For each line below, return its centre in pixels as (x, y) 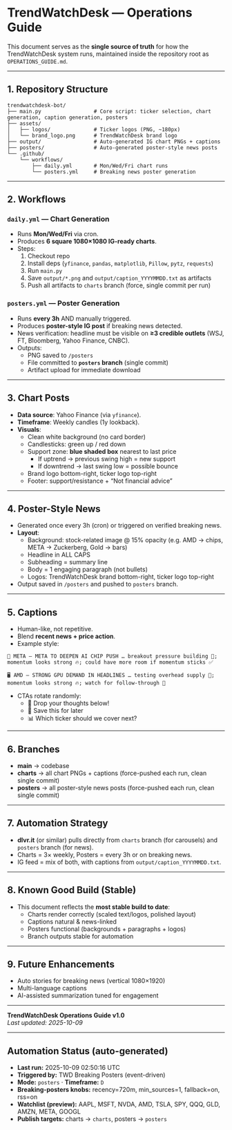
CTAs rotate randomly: (49, 696)
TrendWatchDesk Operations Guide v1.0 (66, 1015)
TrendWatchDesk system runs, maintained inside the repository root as (108, 54)
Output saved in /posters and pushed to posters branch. (97, 584)
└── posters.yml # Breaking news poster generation (114, 172)
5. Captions (32, 612)
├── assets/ (24, 123)
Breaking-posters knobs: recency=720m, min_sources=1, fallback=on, (118, 1090)
